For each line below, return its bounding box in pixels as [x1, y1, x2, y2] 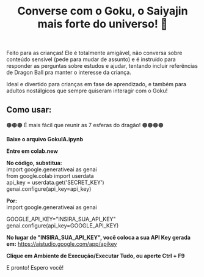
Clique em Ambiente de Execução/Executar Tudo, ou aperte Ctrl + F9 [6, 252, 185, 259]
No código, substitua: [6, 159, 62, 166]
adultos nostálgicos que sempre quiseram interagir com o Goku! [6, 87, 168, 94]
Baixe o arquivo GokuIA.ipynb [6, 135, 84, 142]
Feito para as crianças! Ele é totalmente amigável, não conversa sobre [6, 49, 183, 56]
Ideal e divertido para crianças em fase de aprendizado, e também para [6, 80, 187, 87]
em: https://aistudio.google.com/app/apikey [6, 240, 117, 248]
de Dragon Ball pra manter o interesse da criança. [6, 68, 131, 76]
